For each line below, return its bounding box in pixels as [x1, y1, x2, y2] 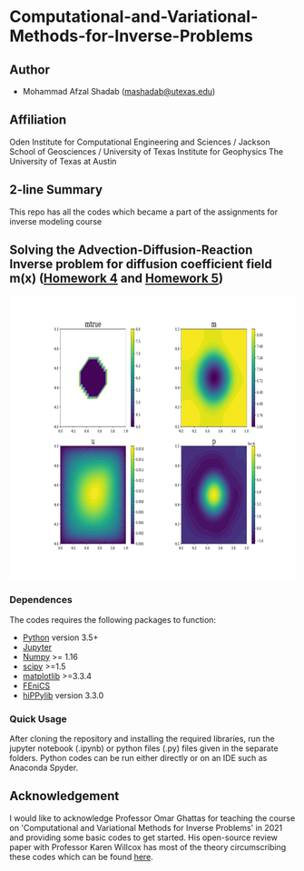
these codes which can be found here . [9, 851, 154, 862]
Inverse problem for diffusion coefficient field [9, 256, 272, 272]
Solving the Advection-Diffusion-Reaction [9, 243, 253, 258]
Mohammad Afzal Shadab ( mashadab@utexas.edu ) [22, 86, 216, 96]
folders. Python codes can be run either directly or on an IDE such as [9, 753, 268, 764]
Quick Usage [9, 712, 68, 725]
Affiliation [9, 112, 67, 128]
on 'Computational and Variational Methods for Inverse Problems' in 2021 [9, 822, 283, 833]
